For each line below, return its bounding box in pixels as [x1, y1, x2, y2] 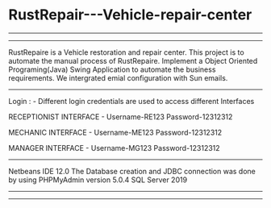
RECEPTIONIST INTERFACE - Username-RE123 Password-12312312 [8, 111, 233, 122]
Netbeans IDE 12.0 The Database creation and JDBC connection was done [8, 166, 256, 176]
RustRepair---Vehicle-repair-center [8, 6, 252, 24]
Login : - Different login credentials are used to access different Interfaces [8, 96, 255, 106]
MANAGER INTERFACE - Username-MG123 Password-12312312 [8, 143, 220, 152]
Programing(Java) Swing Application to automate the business [8, 64, 216, 74]
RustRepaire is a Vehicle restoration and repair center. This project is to [8, 47, 244, 57]
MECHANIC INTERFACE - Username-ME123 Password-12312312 [8, 127, 223, 137]
